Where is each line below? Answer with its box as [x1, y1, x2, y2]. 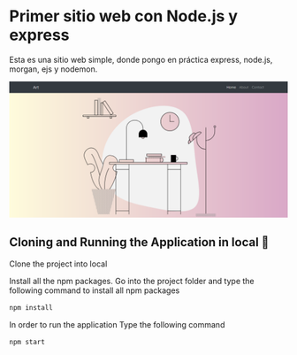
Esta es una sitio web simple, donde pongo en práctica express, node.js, [9, 54, 273, 65]
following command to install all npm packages [9, 285, 180, 296]
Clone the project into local [9, 259, 108, 269]
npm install [9, 303, 53, 312]
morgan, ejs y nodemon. [9, 64, 98, 74]
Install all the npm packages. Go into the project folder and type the [9, 275, 255, 286]
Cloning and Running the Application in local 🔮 [9, 235, 270, 250]
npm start [9, 337, 46, 346]
